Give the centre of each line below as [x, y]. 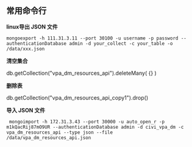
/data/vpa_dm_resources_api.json [49, 138]
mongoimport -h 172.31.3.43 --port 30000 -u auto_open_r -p [87, 121]
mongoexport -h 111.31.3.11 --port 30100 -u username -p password [92, 38]
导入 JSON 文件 [26, 110]
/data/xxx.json [26, 49]
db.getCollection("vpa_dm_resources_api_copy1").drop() [77, 97]
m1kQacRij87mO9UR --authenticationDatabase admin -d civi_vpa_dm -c [95, 127]
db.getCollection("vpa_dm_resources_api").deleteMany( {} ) [81, 73]
